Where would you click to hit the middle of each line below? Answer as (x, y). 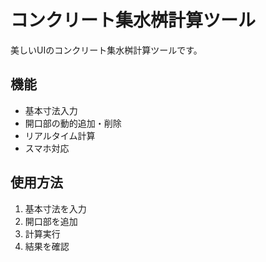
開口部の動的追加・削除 (73, 123)
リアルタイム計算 (60, 135)
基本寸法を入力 (55, 208)
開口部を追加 (51, 221)
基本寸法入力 (51, 110)
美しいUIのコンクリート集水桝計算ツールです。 (106, 50)
